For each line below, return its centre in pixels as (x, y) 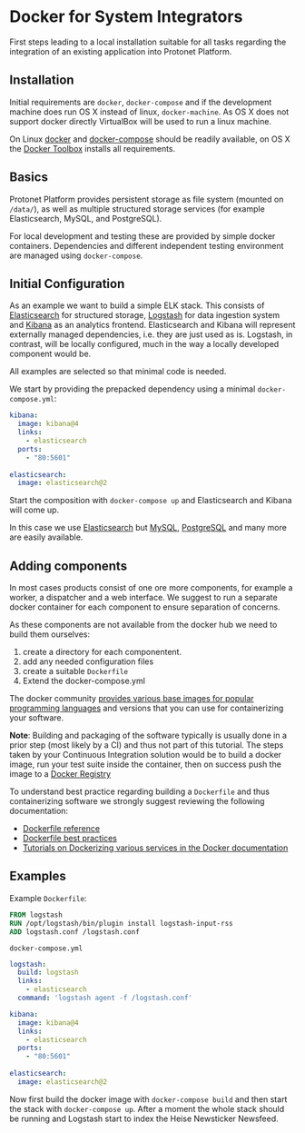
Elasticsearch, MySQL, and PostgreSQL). (86, 218)
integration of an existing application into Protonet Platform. (121, 51)
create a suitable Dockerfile (75, 671)
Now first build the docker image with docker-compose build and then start (148, 1099)
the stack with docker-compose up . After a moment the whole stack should (147, 1108)
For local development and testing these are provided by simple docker (143, 236)
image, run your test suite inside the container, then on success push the (145, 764)
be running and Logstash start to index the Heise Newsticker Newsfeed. (144, 1118)
